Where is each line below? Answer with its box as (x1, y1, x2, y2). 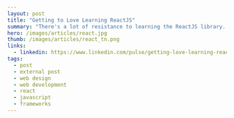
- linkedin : (13, 49, 49, 56)
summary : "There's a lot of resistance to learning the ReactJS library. (7, 23, 226, 30)
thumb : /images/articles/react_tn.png (7, 36, 120, 43)
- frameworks (13, 101, 52, 108)
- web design (13, 74, 52, 82)
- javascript (13, 94, 52, 101)
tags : (7, 56, 23, 62)
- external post (13, 68, 61, 75)
